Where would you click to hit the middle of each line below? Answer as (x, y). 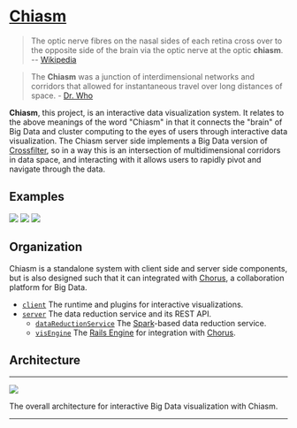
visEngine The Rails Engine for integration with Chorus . (135, 332)
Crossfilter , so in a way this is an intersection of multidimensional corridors (145, 150)
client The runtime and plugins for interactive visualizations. (133, 304)
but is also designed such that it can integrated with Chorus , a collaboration (147, 278)
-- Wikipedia (53, 59)
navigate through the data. (57, 169)
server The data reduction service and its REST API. (117, 313)
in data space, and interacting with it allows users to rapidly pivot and (135, 159)
